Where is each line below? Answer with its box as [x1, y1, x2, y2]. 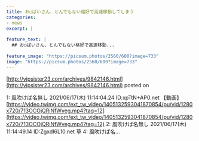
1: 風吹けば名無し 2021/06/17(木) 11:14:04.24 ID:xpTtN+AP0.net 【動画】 [6, 94, 182, 101]
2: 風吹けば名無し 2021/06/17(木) [105, 120, 187, 127]
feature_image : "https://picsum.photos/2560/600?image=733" [6, 53, 160, 59]
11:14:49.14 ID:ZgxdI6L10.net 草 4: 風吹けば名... [6, 128, 121, 135]
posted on [124, 81, 149, 88]
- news [6, 20, 23, 26]
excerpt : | [6, 25, 33, 32]
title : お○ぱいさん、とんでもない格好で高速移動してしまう [6, 8, 134, 15]
